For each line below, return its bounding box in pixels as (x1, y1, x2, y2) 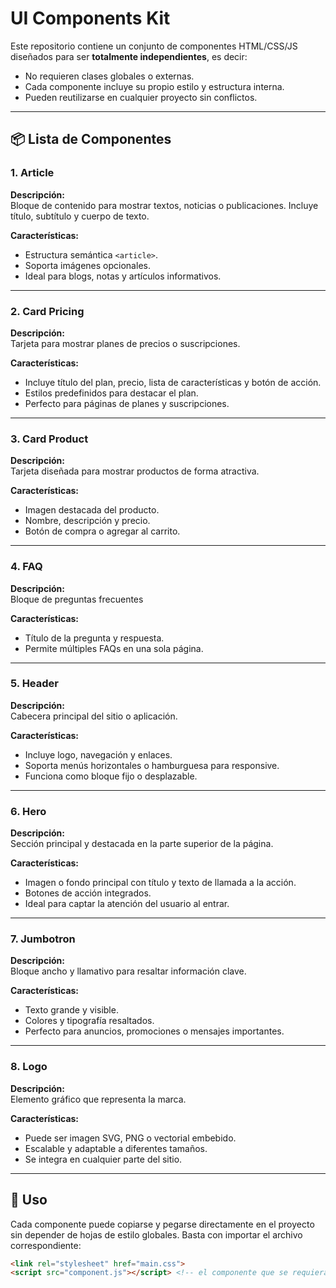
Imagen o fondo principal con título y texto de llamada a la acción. (24, 877, 297, 889)
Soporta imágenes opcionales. (24, 259, 151, 271)
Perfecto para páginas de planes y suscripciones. (24, 397, 230, 409)
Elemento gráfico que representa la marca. (10, 1093, 187, 1105)
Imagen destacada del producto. (24, 504, 160, 516)
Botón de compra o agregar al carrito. (24, 525, 181, 537)
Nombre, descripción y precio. (24, 515, 151, 527)
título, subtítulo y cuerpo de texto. (10, 210, 150, 222)
